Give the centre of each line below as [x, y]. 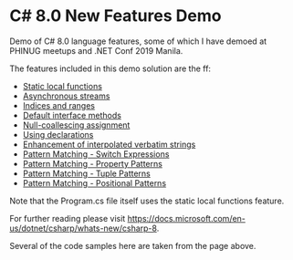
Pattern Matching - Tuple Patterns [86, 173]
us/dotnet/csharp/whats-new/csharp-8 [83, 228]
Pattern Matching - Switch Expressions [96, 154]
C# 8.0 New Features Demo [115, 16]
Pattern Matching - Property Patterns [92, 163]
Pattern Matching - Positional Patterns [94, 182]
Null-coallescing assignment [76, 125]
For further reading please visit [68, 218]
